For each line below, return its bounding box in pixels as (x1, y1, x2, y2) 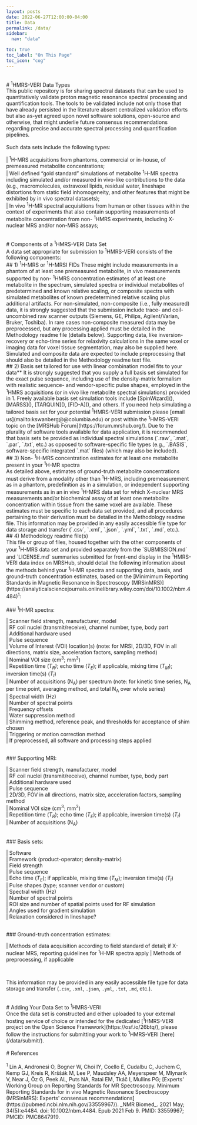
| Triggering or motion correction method (6, 731, 106, 738)
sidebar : (6, 31, 28, 37)
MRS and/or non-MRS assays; (25, 222, 99, 229)
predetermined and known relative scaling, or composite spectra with (6, 287, 175, 294)
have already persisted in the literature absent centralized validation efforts (6, 106, 188, 113)
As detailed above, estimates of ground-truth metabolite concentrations (6, 467, 180, 475)
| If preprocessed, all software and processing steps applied (6, 737, 152, 744)
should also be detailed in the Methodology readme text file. (6, 356, 152, 363)
